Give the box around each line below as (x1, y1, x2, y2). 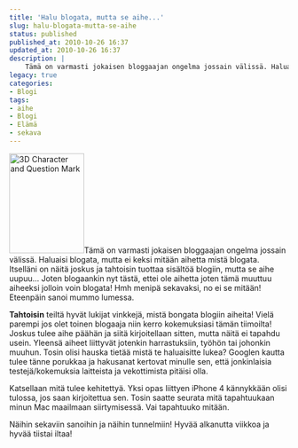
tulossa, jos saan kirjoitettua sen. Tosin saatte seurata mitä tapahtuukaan (9, 392, 275, 403)
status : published (9, 29, 77, 38)
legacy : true (9, 71, 58, 80)
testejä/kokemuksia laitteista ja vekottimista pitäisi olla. (9, 365, 208, 376)
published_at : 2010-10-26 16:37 (9, 37, 129, 47)
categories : (9, 79, 53, 88)
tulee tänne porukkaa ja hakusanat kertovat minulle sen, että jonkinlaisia (9, 356, 272, 366)
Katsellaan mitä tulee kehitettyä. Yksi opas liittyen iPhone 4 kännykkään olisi (9, 382, 287, 393)
